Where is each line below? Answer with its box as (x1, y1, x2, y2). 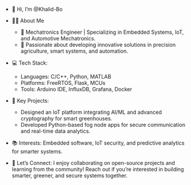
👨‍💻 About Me (11, 17, 44, 24)
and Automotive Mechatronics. (20, 35, 96, 42)
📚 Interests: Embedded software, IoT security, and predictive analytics (11, 139, 185, 146)
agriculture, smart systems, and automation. (20, 47, 128, 55)
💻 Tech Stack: (11, 59, 48, 66)
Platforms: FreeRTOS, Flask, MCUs (20, 79, 106, 86)
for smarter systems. (11, 148, 63, 155)
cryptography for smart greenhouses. (20, 115, 112, 122)
